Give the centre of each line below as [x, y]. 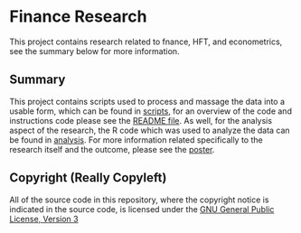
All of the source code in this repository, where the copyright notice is [139, 200]
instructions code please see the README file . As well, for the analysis [141, 120]
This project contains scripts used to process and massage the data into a [147, 101]
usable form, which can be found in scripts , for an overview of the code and [150, 111]
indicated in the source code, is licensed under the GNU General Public [142, 209]
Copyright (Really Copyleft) [88, 178]
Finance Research [78, 17]
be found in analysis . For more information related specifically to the [136, 140]
